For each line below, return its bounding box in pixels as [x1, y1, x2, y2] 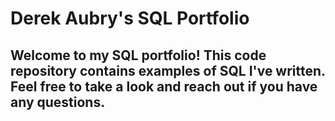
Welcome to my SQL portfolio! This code [10, 47, 267, 64]
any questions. [10, 93, 106, 111]
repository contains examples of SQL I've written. [10, 62, 326, 79]
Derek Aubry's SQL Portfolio [10, 7, 250, 30]
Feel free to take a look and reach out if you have [10, 78, 318, 95]
